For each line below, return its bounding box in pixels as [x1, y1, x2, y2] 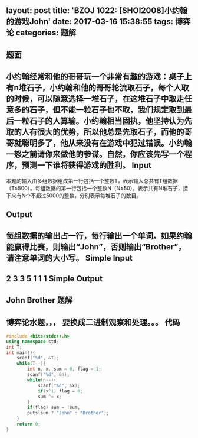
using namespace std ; [6, 339, 60, 345]
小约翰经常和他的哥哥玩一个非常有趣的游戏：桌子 [6, 72, 184, 82]
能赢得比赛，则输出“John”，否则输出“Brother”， [6, 242, 186, 252]
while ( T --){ [16, 361, 46, 366]
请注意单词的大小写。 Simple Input [6, 253, 133, 263]
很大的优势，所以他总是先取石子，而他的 [37, 127, 184, 137]
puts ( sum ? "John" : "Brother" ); [27, 410, 110, 416]
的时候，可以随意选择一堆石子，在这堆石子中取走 [6, 94, 184, 104]
